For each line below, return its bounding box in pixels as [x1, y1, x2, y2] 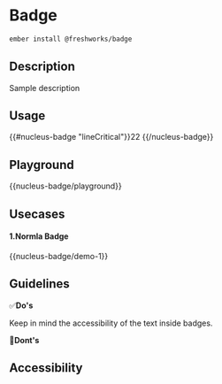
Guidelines [9, 276, 70, 292]
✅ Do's [9, 300, 34, 311]
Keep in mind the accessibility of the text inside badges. [9, 318, 213, 328]
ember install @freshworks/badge [9, 35, 133, 43]
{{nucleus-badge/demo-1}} [9, 250, 109, 261]
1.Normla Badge [9, 231, 69, 242]
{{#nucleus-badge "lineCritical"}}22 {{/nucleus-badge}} [9, 132, 214, 142]
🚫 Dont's [9, 334, 40, 345]
